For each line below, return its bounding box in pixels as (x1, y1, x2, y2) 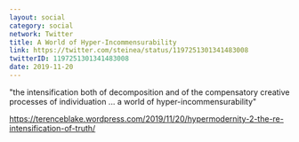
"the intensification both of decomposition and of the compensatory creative (9, 86, 291, 98)
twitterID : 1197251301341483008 (9, 54, 129, 63)
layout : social (9, 12, 66, 22)
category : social (9, 21, 74, 30)
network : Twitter (9, 29, 74, 38)
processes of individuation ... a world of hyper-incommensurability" (9, 96, 257, 106)
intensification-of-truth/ (9, 122, 96, 133)
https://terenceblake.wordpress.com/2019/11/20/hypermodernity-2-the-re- (9, 113, 285, 124)
